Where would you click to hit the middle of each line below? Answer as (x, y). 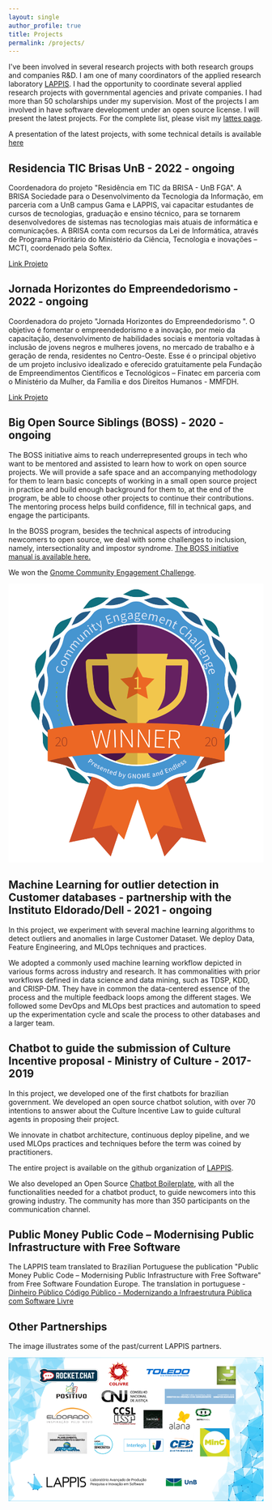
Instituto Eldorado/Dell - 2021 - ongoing (110, 910)
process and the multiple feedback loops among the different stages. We (130, 997)
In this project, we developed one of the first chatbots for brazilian (119, 1093)
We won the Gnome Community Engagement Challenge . (102, 572)
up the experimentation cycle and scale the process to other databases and (134, 1014)
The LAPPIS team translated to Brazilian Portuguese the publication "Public (134, 1267)
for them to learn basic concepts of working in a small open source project (133, 480)
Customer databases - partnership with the (120, 898)
